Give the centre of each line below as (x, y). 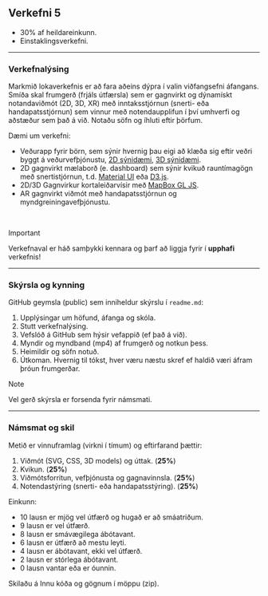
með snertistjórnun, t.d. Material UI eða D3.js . (94, 177)
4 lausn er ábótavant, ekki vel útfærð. (81, 551)
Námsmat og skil (41, 428)
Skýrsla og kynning (47, 285)
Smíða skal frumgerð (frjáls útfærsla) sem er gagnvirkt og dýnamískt (120, 95)
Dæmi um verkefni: (39, 136)
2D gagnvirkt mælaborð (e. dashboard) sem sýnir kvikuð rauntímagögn (136, 168)
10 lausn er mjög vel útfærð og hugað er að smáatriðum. (111, 517)
